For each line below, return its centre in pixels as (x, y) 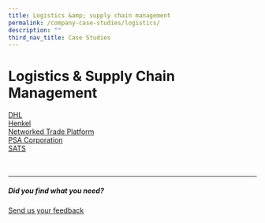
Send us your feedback (46, 210)
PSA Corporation (35, 140)
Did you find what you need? (56, 191)
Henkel (20, 124)
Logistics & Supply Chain (91, 76)
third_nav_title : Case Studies (60, 37)
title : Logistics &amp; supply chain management (90, 15)
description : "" (35, 30)
